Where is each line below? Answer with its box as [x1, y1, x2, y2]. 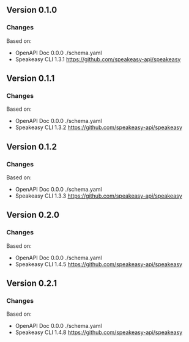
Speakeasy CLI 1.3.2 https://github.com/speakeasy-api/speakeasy [15, 124, 182, 131]
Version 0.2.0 [6, 210, 60, 220]
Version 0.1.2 [6, 141, 57, 152]
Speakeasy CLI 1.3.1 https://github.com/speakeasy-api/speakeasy [15, 55, 181, 63]
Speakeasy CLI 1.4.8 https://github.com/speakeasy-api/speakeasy [15, 329, 183, 336]
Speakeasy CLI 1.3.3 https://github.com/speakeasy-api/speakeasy [15, 192, 182, 199]
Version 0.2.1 [6, 278, 57, 289]
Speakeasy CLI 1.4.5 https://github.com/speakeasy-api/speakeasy [15, 260, 182, 268]
